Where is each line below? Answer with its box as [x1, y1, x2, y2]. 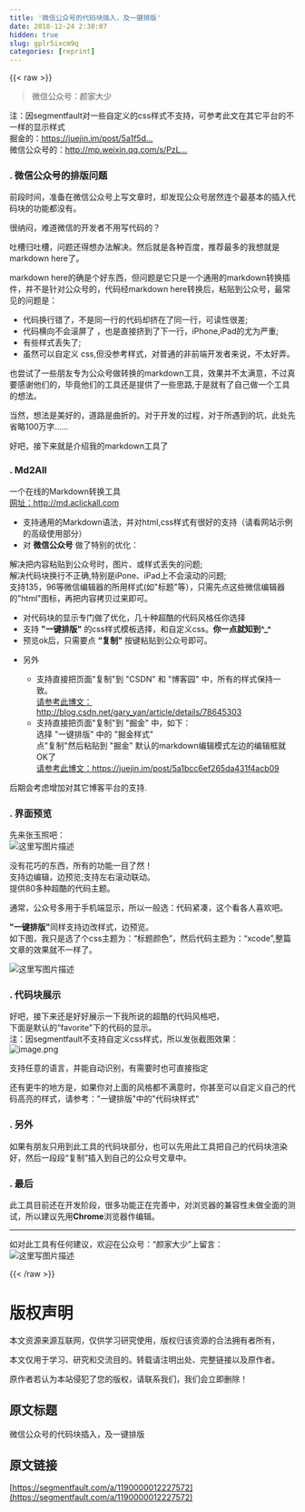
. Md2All [9, 464, 47, 477]
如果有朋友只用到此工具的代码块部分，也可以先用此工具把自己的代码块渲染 [9, 1141, 288, 1152]
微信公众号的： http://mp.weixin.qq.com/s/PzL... [9, 145, 188, 156]
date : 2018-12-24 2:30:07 [9, 22, 107, 31]
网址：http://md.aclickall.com [9, 497, 120, 508]
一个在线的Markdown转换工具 [9, 486, 121, 497]
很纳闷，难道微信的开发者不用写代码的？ [9, 222, 161, 233]
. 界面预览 [9, 807, 53, 820]
